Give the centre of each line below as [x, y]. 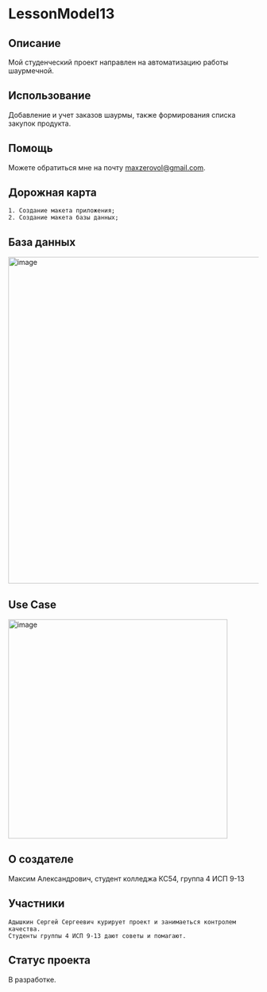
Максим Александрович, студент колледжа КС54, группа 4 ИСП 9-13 [126, 878]
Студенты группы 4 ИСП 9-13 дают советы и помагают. [97, 936]
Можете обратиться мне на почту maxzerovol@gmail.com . [107, 167]
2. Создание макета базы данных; [64, 218]
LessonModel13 [62, 14]
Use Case [33, 604]
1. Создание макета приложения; [62, 211]
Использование [50, 96]
